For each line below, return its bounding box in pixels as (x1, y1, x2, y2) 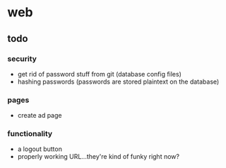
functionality (7, 129, 53, 139)
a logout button (17, 145, 62, 153)
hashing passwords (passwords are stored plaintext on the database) (17, 77, 220, 86)
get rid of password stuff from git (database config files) (17, 69, 182, 78)
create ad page (17, 111, 62, 120)
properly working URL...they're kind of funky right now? (17, 152, 180, 161)
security (7, 54, 37, 64)
